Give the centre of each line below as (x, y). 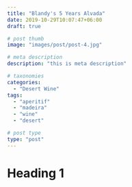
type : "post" (26, 139)
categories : (24, 82)
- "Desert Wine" (36, 89)
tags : (15, 95)
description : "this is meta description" (67, 64)
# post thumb (26, 38)
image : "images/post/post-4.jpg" (55, 45)
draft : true (24, 26)
